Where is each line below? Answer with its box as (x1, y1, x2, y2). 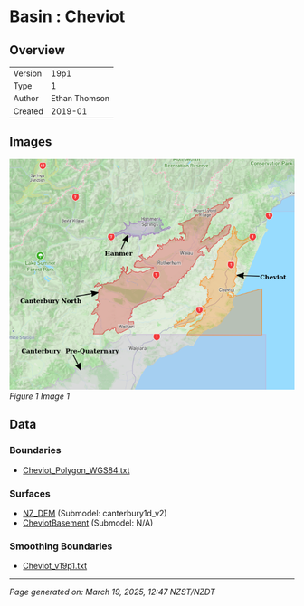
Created (13, 106, 43, 117)
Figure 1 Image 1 (9, 391, 71, 402)
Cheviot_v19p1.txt (22, 561, 88, 572)
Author (13, 93, 39, 104)
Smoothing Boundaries (9, 540, 113, 553)
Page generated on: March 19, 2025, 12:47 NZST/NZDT (9, 586, 215, 598)
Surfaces (9, 487, 52, 499)
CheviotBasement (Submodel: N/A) (22, 517, 154, 528)
